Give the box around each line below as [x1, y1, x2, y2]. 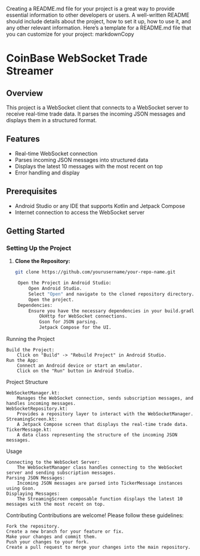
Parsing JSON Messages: [6, 475, 66, 481]
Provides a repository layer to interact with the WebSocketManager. [17, 411, 194, 417]
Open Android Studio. [28, 286, 82, 292]
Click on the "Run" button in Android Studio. [17, 368, 135, 374]
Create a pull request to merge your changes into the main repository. [6, 545, 191, 551]
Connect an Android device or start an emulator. [17, 362, 143, 369]
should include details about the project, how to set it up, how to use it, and [6, 18, 191, 25]
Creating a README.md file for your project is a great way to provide [6, 5, 175, 12]
